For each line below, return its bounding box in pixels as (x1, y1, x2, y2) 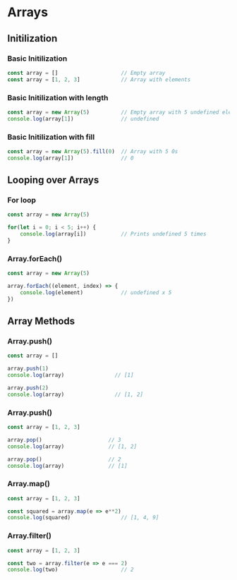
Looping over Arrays (7, 174, 99, 186)
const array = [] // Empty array (7, 69, 166, 76)
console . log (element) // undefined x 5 (20, 289, 172, 296)
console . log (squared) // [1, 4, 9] (7, 514, 159, 521)
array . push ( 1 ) (7, 365, 49, 373)
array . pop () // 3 (7, 436, 121, 443)
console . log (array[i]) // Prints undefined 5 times (20, 231, 207, 238)
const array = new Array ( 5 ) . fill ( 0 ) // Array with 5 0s (7, 147, 178, 155)
